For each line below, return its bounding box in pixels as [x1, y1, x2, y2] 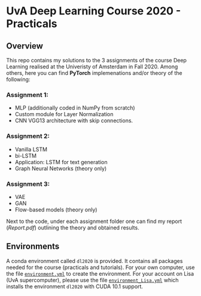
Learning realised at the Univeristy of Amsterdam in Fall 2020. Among [6, 63, 178, 70]
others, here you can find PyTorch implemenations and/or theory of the [6, 70, 182, 76]
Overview [6, 41, 44, 51]
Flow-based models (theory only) [14, 206, 98, 213]
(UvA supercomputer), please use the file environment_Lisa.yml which [6, 276, 179, 283]
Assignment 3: [6, 180, 50, 188]
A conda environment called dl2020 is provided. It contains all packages [6, 257, 183, 264]
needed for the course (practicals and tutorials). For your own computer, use [6, 264, 195, 271]
